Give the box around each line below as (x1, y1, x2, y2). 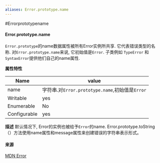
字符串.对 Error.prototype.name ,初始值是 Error (42, 86, 147, 93)
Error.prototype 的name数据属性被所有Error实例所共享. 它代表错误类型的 (5, 43, 151, 49)
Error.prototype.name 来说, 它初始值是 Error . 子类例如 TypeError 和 (16, 49, 149, 55)
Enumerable (7, 103, 35, 109)
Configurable (7, 110, 38, 117)
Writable (7, 94, 27, 101)
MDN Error (5, 153, 27, 159)
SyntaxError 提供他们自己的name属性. (5, 55, 80, 61)
